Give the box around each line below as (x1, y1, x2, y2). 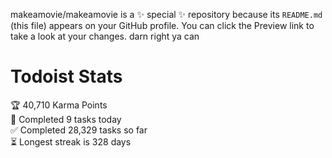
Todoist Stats (10, 65, 123, 88)
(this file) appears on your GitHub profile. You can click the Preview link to (10, 20, 315, 31)
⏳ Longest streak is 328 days (10, 135, 132, 148)
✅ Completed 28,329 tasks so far (10, 124, 148, 136)
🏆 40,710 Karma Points (10, 99, 108, 111)
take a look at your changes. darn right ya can (10, 30, 200, 42)
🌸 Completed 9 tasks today (10, 113, 122, 125)
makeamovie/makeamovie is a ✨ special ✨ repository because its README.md (10, 9, 323, 20)
